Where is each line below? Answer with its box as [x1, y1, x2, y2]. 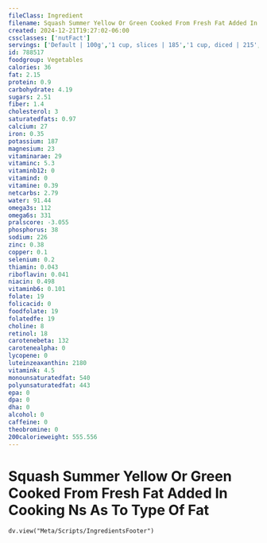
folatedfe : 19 [8, 315, 56, 323]
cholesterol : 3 [8, 108, 59, 116]
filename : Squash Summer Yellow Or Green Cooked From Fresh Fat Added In [8, 19, 258, 27]
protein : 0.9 [8, 78, 52, 86]
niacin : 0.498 [8, 277, 56, 286]
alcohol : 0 [8, 411, 44, 419]
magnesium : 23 [8, 145, 56, 153]
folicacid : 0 [8, 300, 52, 308]
